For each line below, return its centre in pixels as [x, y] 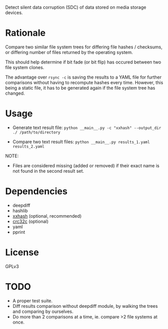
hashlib [20, 211]
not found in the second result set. [48, 171]
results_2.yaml [29, 146]
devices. [14, 13]
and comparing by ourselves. [43, 311]
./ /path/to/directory [36, 132]
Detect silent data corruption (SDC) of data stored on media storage [76, 7]
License [22, 252]
